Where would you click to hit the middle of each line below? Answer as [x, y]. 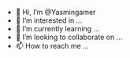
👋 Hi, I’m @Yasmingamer [56, 12]
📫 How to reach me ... [52, 46]
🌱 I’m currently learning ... [58, 29]
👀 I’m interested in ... [49, 20]
